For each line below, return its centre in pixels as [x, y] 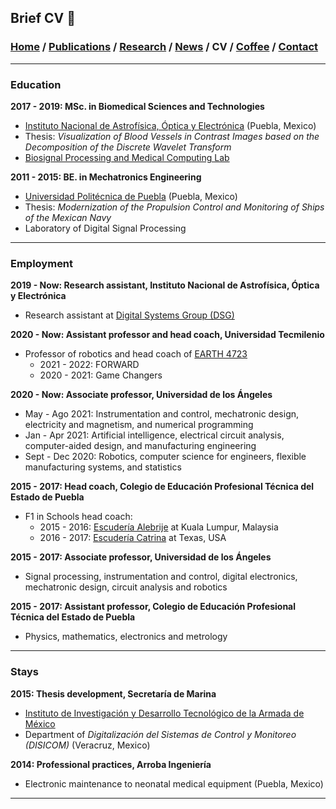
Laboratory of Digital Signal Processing [105, 228]
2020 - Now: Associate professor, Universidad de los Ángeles [141, 395]
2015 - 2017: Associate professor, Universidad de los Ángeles [141, 557]
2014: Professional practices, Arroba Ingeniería [111, 764]
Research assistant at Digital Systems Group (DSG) [129, 315]
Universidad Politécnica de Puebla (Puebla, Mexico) [131, 196]
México [40, 723]
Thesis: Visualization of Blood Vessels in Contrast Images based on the [172, 136]
